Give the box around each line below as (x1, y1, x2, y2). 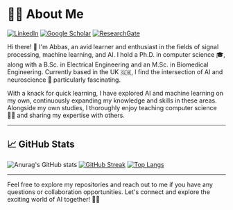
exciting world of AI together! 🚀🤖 (7, 195, 101, 203)
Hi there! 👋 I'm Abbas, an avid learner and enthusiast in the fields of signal (7, 42, 219, 51)
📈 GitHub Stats (7, 139, 75, 150)
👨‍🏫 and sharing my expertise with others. (7, 111, 125, 119)
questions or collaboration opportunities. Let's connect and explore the (7, 187, 210, 196)
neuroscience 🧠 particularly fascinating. (7, 76, 121, 84)
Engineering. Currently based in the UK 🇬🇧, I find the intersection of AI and (7, 67, 223, 76)
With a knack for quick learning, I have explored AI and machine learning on (7, 89, 224, 97)
